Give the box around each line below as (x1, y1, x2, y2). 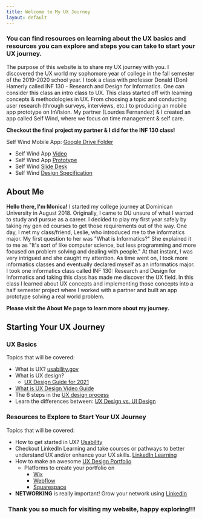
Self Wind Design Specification (15, 169, 93, 176)
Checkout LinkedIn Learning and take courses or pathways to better (15, 445, 185, 452)
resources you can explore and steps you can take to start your (6, 42, 195, 50)
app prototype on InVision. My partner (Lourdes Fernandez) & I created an (6, 108, 191, 116)
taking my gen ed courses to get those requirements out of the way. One (6, 222, 187, 229)
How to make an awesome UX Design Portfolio (15, 457, 132, 465)
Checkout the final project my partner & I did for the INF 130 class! (6, 126, 175, 134)
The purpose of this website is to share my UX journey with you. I (6, 63, 169, 70)
